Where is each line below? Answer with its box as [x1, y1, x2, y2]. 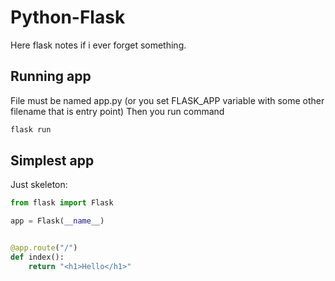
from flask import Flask [10, 198, 114, 208]
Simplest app [10, 152, 95, 170]
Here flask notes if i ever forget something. [10, 39, 187, 51]
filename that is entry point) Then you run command [10, 105, 225, 117]
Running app [10, 68, 92, 85]
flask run [10, 124, 52, 135]
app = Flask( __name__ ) [10, 216, 105, 226]
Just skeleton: [10, 179, 68, 191]
